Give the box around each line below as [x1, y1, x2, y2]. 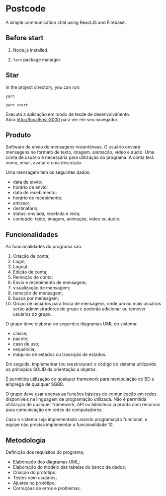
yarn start [5, 102, 28, 107]
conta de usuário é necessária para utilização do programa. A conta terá [5, 154, 154, 160]
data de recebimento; [12, 190, 57, 196]
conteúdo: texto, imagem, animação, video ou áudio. [12, 216, 121, 222]
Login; [12, 259, 26, 265]
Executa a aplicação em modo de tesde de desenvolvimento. [5, 111, 131, 117]
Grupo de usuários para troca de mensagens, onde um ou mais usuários [12, 301, 161, 307]
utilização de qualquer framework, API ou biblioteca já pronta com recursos [5, 402, 161, 408]
